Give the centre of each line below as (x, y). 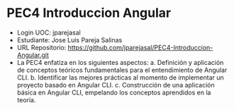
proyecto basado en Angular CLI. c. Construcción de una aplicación (116, 85)
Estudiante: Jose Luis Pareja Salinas (69, 39)
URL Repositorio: (41, 47)
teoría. (26, 99)
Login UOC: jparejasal (49, 32)
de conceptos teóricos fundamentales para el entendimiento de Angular (122, 70)
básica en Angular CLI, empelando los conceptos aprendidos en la (114, 92)
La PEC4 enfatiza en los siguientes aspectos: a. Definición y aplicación (120, 62)
